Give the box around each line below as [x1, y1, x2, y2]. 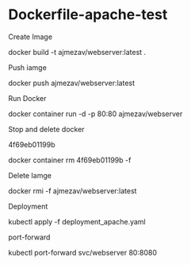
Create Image [8, 32, 53, 41]
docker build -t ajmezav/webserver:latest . [8, 47, 147, 57]
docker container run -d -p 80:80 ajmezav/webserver [8, 109, 183, 119]
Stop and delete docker [8, 124, 85, 134]
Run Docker [8, 93, 47, 103]
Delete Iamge [8, 170, 52, 180]
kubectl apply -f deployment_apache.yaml [8, 216, 146, 226]
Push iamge [8, 62, 48, 72]
